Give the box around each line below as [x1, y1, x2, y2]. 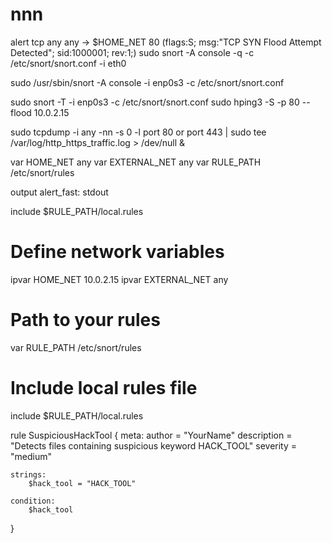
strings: [10, 469, 47, 480]
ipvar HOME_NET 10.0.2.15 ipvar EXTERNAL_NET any [10, 273, 229, 285]
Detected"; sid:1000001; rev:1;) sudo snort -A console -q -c [10, 46, 255, 58]
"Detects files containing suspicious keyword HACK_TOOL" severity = [10, 439, 298, 452]
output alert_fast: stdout [10, 186, 109, 198]
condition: [10, 496, 56, 506]
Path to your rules [10, 309, 161, 332]
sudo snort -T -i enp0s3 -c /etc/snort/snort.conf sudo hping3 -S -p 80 [10, 96, 300, 108]
